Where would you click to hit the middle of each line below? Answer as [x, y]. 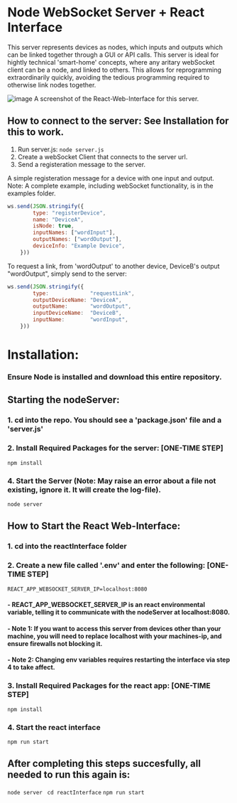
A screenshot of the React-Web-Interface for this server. [117, 98]
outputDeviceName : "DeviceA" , [77, 300]
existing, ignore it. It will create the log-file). [84, 490]
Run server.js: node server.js [61, 149]
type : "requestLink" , [84, 293]
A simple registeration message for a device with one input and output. [111, 178]
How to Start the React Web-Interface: [94, 526]
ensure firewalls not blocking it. [55, 643]
